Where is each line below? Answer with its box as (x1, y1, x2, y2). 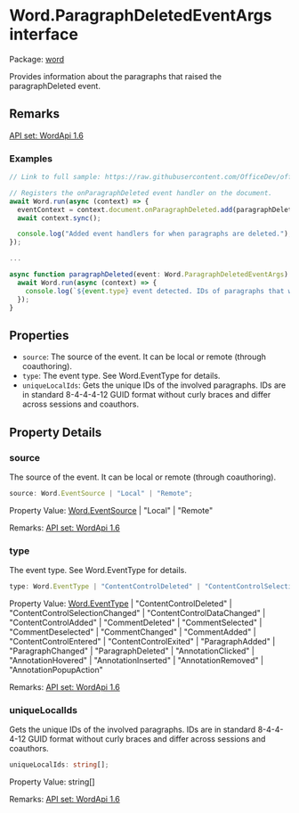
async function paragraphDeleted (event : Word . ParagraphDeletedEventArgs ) (9, 270, 289, 279)
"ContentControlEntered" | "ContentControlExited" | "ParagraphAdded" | (9, 636, 276, 646)
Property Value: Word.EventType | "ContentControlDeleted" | (9, 598, 233, 609)
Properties (9, 327, 69, 343)
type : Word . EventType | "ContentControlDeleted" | (9, 582, 201, 591)
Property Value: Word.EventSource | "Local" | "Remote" (9, 505, 214, 515)
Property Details (9, 424, 102, 439)
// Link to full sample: (9, 173, 101, 182)
